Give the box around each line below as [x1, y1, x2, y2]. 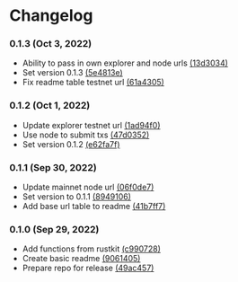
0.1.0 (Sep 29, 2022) [9, 224, 100, 235]
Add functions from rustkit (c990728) [22, 243, 162, 254]
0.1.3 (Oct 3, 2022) [9, 38, 93, 50]
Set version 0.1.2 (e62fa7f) [22, 138, 120, 149]
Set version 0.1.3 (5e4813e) [22, 67, 123, 78]
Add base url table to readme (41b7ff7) [22, 201, 166, 212]
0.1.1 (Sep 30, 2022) [9, 161, 97, 173]
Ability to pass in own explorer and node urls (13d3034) [22, 57, 229, 68]
